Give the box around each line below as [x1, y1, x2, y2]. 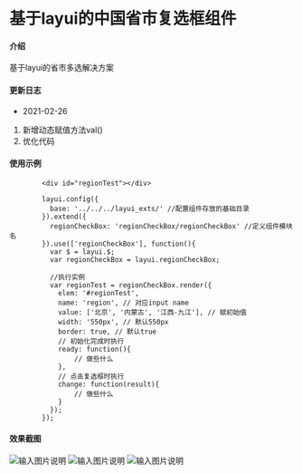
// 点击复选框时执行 [57, 372, 125, 381]
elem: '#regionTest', [57, 288, 140, 297]
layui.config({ [42, 194, 99, 204]
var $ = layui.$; [49, 247, 116, 256]
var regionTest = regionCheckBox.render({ [49, 280, 212, 290]
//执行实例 [49, 273, 86, 282]
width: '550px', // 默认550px [57, 317, 169, 326]
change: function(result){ [57, 380, 160, 389]
